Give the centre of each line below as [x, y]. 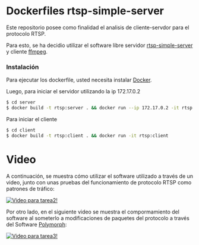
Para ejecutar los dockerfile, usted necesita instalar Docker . [79, 80]
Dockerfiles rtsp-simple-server [85, 11]
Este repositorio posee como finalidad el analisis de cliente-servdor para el [98, 27]
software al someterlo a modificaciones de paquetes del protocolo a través [98, 218]
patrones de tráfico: [30, 189]
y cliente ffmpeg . [27, 51]
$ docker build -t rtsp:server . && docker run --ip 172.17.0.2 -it [93, 108]
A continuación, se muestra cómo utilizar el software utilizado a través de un [100, 176]
